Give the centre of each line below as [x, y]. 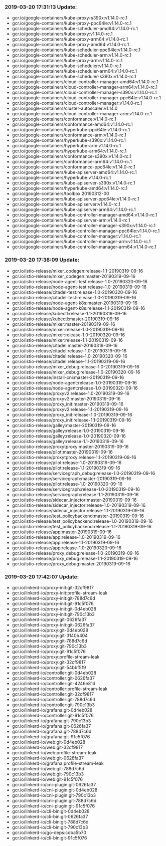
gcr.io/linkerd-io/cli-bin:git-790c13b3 [50, 827]
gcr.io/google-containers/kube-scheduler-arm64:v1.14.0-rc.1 [74, 71]
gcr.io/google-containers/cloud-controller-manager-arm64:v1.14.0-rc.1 [85, 87]
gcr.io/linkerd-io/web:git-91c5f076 [47, 779]
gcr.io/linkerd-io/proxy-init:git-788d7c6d [54, 598]
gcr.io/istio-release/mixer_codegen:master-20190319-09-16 [74, 276]
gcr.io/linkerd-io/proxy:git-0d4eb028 [50, 630]
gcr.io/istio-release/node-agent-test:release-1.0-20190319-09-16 [79, 287]
